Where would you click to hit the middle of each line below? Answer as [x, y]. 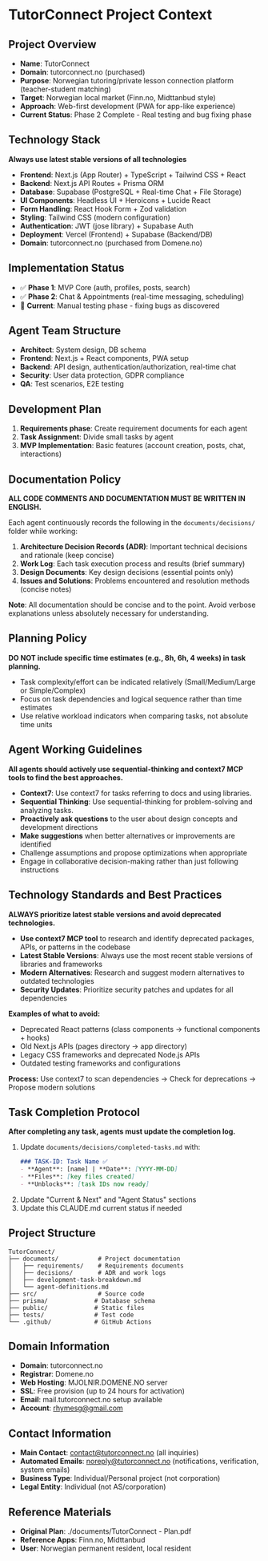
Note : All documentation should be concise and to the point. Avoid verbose [132, 605]
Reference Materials [60, 1512]
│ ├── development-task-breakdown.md [75, 1280]
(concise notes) [46, 589]
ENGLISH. [25, 508]
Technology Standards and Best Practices [115, 895]
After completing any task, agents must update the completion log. [122, 1131]
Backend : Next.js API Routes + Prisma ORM [92, 183]
